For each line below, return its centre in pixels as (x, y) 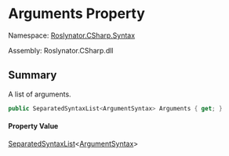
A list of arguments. (40, 94)
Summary (33, 75)
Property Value (33, 126)
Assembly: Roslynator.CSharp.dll (61, 50)
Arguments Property (76, 14)
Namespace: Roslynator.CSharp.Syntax (72, 35)
